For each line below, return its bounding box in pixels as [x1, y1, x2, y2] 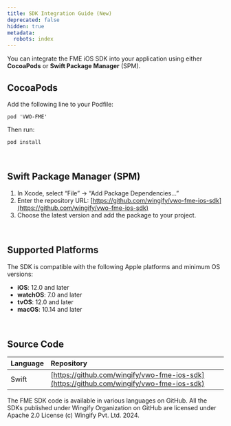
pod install [7, 138, 41, 145]
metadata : [7, 29, 36, 36]
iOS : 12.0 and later [16, 283, 69, 291]
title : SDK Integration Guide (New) [7, 10, 112, 17]
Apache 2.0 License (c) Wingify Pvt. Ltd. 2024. [7, 411, 140, 420]
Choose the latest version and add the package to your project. [16, 211, 197, 219]
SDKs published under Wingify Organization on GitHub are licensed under [7, 404, 217, 412]
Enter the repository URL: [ [16, 196, 93, 204]
